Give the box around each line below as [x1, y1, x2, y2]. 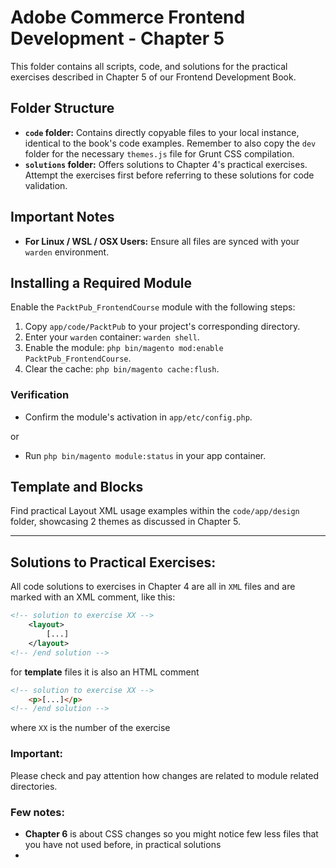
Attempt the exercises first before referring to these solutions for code [24, 169, 315, 181]
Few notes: [10, 805, 65, 819]
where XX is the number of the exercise [10, 722, 171, 734]
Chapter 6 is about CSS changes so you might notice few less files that [24, 827, 319, 840]
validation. [24, 179, 68, 191]
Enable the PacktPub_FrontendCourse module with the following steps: [10, 301, 296, 313]
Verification [10, 388, 70, 402]
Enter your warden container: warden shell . [24, 331, 200, 343]
